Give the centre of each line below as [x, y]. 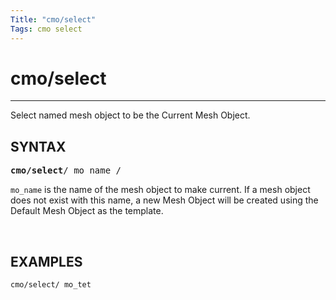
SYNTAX [38, 146]
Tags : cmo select [46, 29]
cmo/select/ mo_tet [51, 285]
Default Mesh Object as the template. [87, 211]
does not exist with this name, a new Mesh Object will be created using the [164, 200]
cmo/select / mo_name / [66, 170]
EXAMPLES [46, 261]
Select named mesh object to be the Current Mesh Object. [130, 115]
